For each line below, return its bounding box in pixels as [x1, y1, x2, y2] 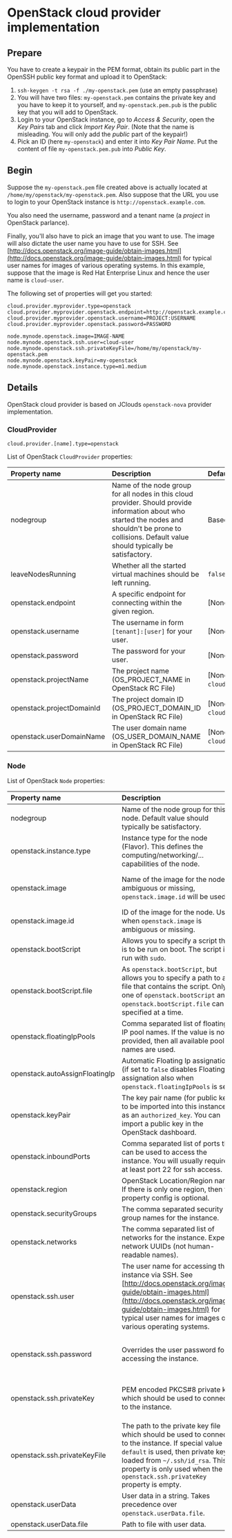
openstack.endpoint [10, 597, 76, 607]
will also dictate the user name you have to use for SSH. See [7, 239, 179, 247]
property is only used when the [122, 1464, 223, 1474]
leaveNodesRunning [10, 569, 77, 579]
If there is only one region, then [122, 1184, 223, 1194]
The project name [111, 666, 169, 675]
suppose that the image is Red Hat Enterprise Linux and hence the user [7, 268, 210, 277]
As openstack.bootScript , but [122, 965, 217, 974]
